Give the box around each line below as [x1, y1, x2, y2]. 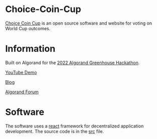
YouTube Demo [5, 69, 37, 75]
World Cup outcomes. [5, 25, 51, 31]
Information [5, 43, 55, 55]
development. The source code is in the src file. [5, 128, 104, 134]
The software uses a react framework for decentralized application [5, 123, 144, 129]
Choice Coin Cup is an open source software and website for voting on [5, 20, 152, 26]
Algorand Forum [5, 89, 39, 95]
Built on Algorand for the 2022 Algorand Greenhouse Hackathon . [5, 59, 140, 66]
